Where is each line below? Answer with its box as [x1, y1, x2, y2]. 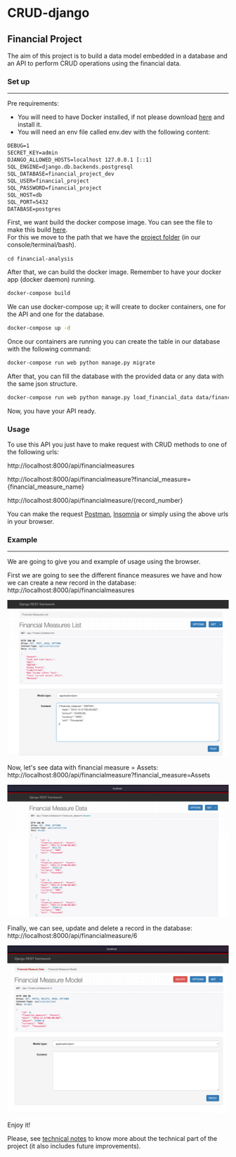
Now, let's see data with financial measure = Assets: [7, 763, 159, 772]
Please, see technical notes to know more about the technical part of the [7, 1134, 218, 1143]
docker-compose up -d [7, 325, 71, 332]
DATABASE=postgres [7, 206, 61, 213]
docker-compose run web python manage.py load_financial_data [7, 394, 193, 401]
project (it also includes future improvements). [7, 1142, 141, 1151]
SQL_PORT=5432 [7, 199, 49, 206]
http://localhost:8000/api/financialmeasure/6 [7, 931, 138, 939]
